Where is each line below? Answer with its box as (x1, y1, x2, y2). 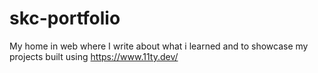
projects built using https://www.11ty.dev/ (9, 50, 179, 62)
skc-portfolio (9, 7, 121, 30)
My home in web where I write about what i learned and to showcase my (9, 40, 309, 52)
